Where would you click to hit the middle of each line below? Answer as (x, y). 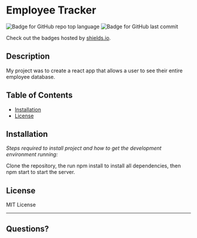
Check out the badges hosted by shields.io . (59, 38)
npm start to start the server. (40, 172)
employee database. (31, 76)
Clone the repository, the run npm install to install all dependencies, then (94, 166)
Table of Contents (40, 95)
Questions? (28, 229)
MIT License (21, 205)
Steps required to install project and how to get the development (84, 148)
